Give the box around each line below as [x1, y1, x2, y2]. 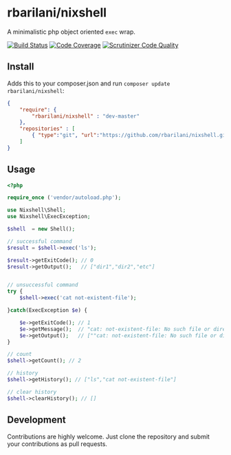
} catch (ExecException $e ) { [7, 307, 88, 314]
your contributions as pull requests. [7, 439, 108, 448]
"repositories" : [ [19, 125, 76, 132]
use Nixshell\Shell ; [7, 207, 67, 214]
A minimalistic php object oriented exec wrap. [7, 28, 136, 36]
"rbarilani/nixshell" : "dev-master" [32, 112, 140, 120]
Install [7, 61, 34, 73]
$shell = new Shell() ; [7, 226, 76, 233]
